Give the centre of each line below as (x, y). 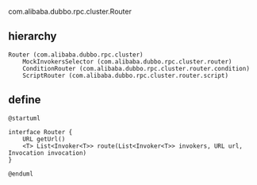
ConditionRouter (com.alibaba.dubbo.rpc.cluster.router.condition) (136, 68)
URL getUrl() (44, 139)
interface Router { (40, 132)
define (25, 100)
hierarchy (33, 36)
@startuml (25, 118)
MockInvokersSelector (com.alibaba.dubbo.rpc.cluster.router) (127, 62)
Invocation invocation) (48, 153)
